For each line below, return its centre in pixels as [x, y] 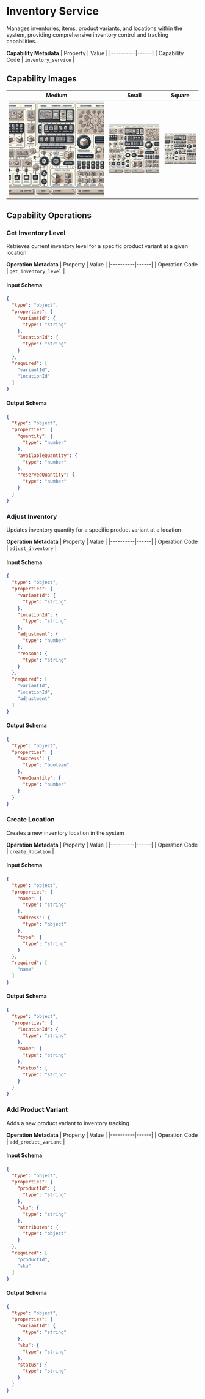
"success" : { [34, 759]
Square [180, 96]
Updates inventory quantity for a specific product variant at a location [94, 530]
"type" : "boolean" [46, 765]
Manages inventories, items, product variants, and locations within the [95, 28]
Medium [56, 96]
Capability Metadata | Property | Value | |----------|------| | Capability [95, 53]
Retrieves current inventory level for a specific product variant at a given [97, 246]
